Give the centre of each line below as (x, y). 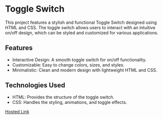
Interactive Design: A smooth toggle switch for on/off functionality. (79, 60)
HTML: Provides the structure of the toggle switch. (63, 97)
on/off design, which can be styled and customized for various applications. (82, 33)
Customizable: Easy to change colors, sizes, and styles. (68, 65)
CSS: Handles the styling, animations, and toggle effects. (70, 102)
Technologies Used (35, 85)
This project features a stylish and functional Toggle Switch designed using (81, 22)
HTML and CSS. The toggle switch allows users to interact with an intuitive (80, 27)
